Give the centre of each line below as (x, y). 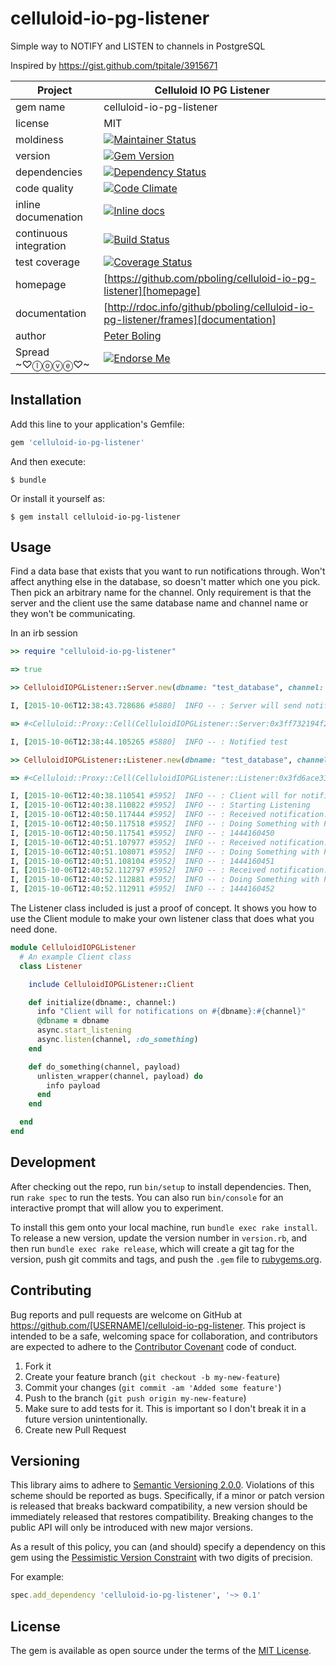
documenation (49, 217)
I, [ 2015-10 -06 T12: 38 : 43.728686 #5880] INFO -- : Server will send (156, 706)
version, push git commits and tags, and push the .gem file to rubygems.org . (166, 1259)
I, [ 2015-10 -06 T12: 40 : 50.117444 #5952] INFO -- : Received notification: (169, 815)
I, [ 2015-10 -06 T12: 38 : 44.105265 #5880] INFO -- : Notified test (149, 742)
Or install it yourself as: (57, 498)
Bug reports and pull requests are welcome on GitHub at (126, 1314)
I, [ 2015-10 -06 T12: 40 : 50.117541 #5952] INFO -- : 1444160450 (142, 833)
